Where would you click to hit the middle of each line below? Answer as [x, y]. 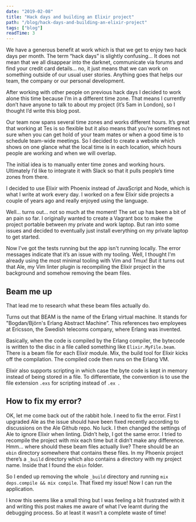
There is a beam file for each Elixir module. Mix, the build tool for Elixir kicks [97, 353]
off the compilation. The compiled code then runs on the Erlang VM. [87, 359]
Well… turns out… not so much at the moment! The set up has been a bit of [96, 212]
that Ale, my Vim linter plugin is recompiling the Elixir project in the [86, 267]
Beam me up [29, 291]
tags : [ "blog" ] [24, 28]
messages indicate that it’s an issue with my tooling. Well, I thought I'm [91, 254]
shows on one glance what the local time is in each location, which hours [94, 147]
